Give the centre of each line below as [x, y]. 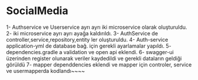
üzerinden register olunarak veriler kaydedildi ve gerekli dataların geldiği [94, 58]
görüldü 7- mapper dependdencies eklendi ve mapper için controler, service [99, 64]
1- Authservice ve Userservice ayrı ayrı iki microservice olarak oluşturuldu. [97, 27]
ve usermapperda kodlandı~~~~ [46, 71]
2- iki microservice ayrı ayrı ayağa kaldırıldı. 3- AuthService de [82, 33]
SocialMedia [37, 11]
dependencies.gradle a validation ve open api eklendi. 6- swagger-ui [90, 52]
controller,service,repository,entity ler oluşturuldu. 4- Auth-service [87, 39]
